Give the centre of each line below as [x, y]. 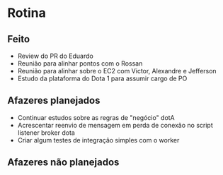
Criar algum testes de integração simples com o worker [98, 140]
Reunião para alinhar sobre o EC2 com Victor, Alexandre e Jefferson [117, 71]
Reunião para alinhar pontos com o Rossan [80, 64]
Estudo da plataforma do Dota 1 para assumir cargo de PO [102, 78]
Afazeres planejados [54, 101]
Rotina [27, 13]
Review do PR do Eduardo [55, 56]
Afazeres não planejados [63, 163]
